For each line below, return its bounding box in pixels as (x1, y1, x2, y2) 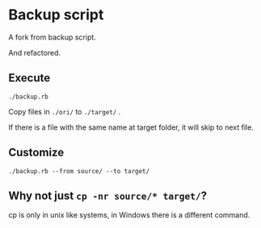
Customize (8, 146, 65, 160)
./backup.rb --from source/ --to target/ (8, 167, 150, 175)
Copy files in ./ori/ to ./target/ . (8, 106, 121, 116)
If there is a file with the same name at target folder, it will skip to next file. (8, 122, 255, 132)
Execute (8, 71, 51, 85)
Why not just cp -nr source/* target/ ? (8, 189, 208, 202)
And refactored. (8, 48, 61, 57)
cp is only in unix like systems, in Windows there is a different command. (8, 210, 250, 220)
